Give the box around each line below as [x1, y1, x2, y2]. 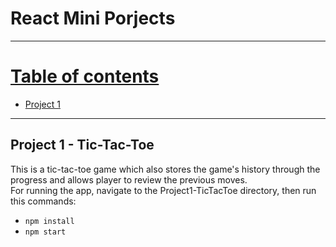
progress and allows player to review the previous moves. [10, 173, 248, 186]
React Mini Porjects [10, 7, 176, 30]
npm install [24, 216, 75, 226]
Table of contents [10, 65, 160, 88]
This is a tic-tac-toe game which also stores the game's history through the [10, 163, 321, 175]
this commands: [10, 195, 77, 207]
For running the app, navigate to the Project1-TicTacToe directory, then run [10, 184, 317, 196]
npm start [24, 227, 67, 237]
